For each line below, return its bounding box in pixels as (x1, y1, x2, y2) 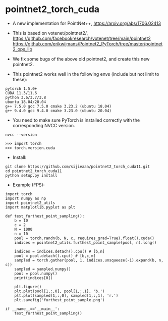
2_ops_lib (12, 46, 33, 52)
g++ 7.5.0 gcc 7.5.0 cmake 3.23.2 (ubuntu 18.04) (5, 103, 112, 109)
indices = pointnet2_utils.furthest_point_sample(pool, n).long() (14, 240, 157, 245)
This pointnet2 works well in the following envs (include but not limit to (12, 71, 159, 77)
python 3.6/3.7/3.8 (5, 95, 46, 100)
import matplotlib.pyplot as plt (5, 204, 76, 210)
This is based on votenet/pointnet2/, (12, 30, 88, 36)
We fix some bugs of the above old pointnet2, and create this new (12, 56, 150, 62)
